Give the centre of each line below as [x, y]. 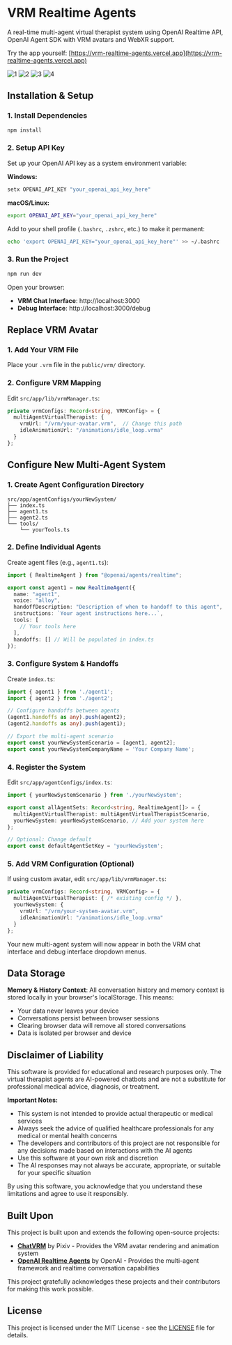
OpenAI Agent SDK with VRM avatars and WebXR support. [91, 39]
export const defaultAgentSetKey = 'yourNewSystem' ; [85, 846]
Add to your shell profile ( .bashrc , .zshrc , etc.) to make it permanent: [106, 228]
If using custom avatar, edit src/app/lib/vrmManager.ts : [87, 879]
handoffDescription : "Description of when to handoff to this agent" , [118, 607]
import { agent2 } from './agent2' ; [60, 698]
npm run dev [24, 274]
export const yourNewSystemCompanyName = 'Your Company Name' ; [101, 749]
